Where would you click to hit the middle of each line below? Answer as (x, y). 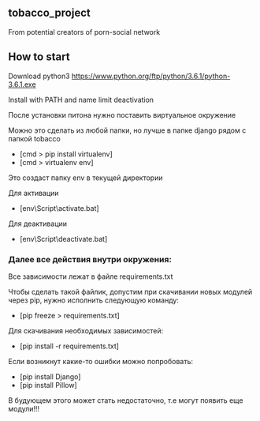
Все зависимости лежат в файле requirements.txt (91, 276)
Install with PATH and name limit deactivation (81, 100)
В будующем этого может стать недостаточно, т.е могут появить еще (126, 400)
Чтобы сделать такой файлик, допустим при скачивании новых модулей (130, 291)
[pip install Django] (50, 376)
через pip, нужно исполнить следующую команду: (94, 300)
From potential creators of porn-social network (84, 32)
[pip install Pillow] (48, 385)
